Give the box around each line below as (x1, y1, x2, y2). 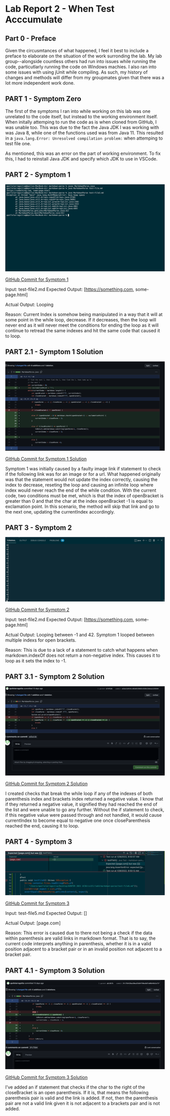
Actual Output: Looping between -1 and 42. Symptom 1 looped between (5, 631, 154, 637)
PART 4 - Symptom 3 (5, 837, 72, 846)
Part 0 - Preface (5, 34, 57, 43)
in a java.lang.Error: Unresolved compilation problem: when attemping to (5, 135, 163, 141)
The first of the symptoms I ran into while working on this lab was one (5, 108, 151, 114)
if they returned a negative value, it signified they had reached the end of (5, 801, 158, 807)
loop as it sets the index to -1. (5, 657, 67, 663)
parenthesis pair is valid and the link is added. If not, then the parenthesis (5, 1095, 158, 1101)
